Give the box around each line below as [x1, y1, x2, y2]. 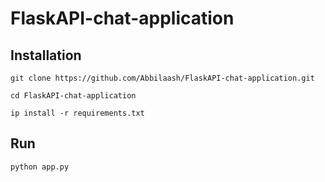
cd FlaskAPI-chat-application [10, 91, 137, 101]
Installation [10, 47, 82, 64]
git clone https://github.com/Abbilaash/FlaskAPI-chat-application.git [10, 73, 315, 83]
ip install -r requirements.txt [10, 108, 145, 118]
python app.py [10, 162, 70, 172]
